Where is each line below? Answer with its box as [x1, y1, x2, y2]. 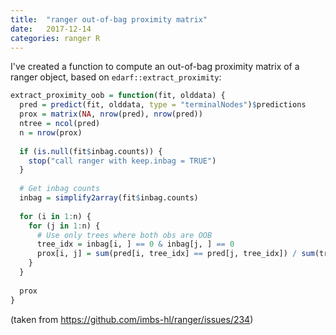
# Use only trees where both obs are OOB [36, 230, 213, 240]
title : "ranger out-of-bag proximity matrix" [10, 14, 208, 25]
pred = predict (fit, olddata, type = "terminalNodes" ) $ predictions [19, 100, 307, 110]
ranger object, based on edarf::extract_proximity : [10, 71, 222, 83]
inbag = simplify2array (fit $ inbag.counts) [19, 193, 199, 203]
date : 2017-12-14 [10, 24, 92, 34]
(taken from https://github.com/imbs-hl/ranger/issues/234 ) [10, 313, 254, 325]
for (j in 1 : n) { [28, 221, 101, 231]
